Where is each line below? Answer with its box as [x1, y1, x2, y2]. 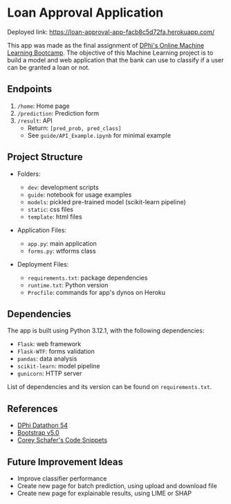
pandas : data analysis [17, 354, 77, 363]
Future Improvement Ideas [7, 456, 123, 468]
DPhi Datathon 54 [17, 421, 68, 430]
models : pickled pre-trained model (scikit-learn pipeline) [27, 197, 187, 206]
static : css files [27, 205, 74, 213]
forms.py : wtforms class [27, 246, 96, 255]
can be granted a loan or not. [7, 63, 90, 71]
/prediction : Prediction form [17, 109, 100, 117]
